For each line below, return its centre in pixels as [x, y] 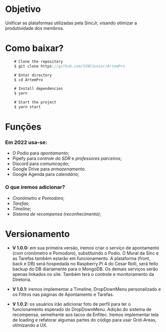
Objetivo [23, 9]
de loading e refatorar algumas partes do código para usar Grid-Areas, [84, 320]
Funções [23, 127]
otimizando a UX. [30, 325]
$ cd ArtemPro [28, 80]
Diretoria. [22, 279]
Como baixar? [34, 48]
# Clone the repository [39, 61]
